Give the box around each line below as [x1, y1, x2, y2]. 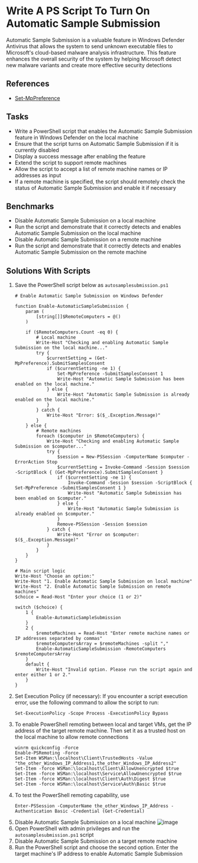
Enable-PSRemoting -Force [14, 750, 79, 756]
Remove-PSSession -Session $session [57, 521, 148, 527]
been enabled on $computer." [14, 495, 87, 502]
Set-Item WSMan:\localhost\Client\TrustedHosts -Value [14, 755, 153, 762]
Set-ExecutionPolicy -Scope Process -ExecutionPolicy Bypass [14, 711, 169, 716]
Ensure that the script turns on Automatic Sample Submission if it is [14, 140, 179, 147]
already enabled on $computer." [14, 511, 95, 517]
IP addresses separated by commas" [14, 636, 103, 642]
